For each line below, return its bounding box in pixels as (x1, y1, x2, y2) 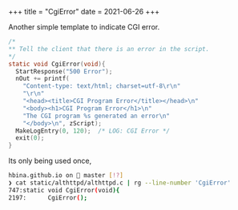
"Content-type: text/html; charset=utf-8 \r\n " (22, 82, 181, 90)
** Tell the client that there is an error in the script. (8, 45, 210, 53)
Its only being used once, (8, 156, 92, 166)
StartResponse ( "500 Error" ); (15, 67, 113, 75)
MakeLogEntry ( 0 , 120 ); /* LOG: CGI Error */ (15, 127, 171, 135)
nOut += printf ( (15, 75, 70, 83)
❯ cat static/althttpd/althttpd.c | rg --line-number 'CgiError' (8, 179, 231, 187)
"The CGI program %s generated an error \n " (22, 112, 171, 120)
